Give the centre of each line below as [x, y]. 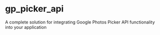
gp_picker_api [34, 9]
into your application [26, 27]
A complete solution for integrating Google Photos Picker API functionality [80, 22]
